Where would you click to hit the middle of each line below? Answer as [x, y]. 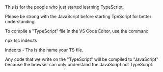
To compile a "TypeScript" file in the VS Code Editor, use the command [77, 31]
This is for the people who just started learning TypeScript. [65, 7]
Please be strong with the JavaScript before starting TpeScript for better [78, 16]
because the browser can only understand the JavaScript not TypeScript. [79, 64]
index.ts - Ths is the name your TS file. [44, 50]
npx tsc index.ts [21, 40]
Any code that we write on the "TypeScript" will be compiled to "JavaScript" [82, 59]
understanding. [20, 22]
